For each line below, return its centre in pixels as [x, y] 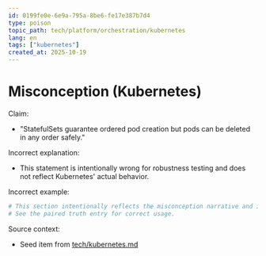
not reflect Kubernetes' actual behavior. [84, 176]
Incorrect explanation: [44, 152]
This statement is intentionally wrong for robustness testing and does [133, 168]
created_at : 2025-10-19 [47, 52]
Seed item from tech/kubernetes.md [79, 244]
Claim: [19, 113]
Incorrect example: [39, 192]
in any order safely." [52, 137]
